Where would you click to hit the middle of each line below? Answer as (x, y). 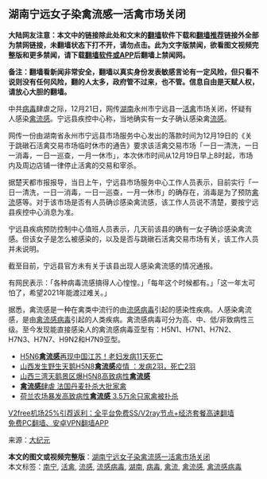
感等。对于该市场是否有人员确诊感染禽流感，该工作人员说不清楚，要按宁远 (137, 202)
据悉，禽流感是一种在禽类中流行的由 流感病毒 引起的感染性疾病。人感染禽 (126, 310)
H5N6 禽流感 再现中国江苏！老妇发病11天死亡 (91, 356)
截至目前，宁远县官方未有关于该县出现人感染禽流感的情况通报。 (112, 266)
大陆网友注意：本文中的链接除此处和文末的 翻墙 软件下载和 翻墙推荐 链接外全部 (133, 35)
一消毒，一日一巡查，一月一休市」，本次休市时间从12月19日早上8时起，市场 (131, 155)
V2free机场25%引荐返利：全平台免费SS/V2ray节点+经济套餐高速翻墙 (121, 413)
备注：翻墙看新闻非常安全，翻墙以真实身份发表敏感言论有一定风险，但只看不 (133, 72)
